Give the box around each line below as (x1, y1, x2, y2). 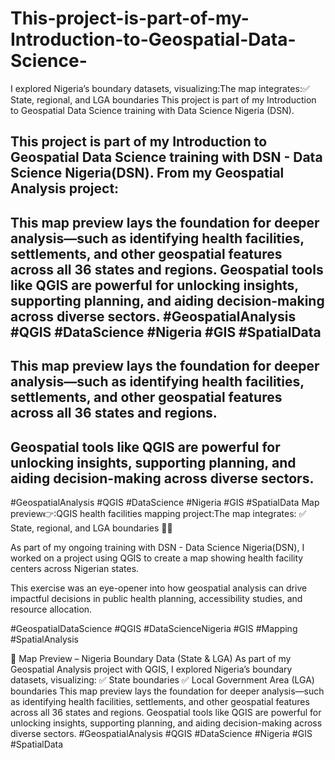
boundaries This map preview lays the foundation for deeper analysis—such (10, 685, 325, 697)
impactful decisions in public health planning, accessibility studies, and (10, 592, 303, 604)
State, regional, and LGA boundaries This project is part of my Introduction (10, 93, 317, 106)
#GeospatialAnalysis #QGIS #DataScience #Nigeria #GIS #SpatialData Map (10, 496, 320, 508)
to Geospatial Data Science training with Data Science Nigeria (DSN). (10, 104, 295, 116)
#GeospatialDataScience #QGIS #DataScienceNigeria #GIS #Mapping (10, 622, 298, 634)
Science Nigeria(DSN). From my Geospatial (10, 165, 285, 182)
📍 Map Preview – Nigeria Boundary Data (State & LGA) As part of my (10, 652, 292, 664)
